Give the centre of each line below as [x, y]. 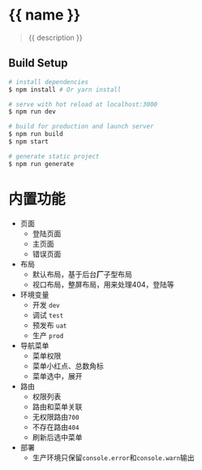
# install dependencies [49, 82]
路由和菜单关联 [57, 406]
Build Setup [38, 63]
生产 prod [48, 335]
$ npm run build [36, 134]
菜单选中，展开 [57, 376]
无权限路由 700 [56, 416]
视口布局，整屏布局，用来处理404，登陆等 [103, 284]
